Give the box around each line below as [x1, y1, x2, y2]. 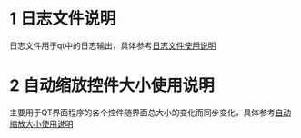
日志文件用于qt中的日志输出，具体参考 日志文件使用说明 [9, 40, 216, 51]
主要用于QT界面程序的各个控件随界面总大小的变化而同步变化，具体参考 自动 [9, 106, 292, 118]
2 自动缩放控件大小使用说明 [9, 75, 216, 96]
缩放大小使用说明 [9, 118, 74, 129]
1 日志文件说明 [9, 8, 116, 29]
